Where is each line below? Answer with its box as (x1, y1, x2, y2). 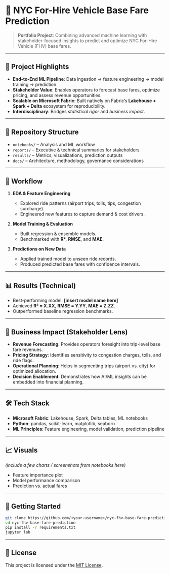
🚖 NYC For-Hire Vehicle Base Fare (5, 5, 149, 16)
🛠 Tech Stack (5, 399, 50, 408)
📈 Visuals (5, 446, 38, 455)
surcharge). (20, 206, 45, 212)
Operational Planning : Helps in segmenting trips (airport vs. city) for (12, 363, 156, 369)
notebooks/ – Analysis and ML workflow (12, 141, 95, 147)
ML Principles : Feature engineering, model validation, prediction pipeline (12, 426, 165, 432)
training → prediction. (12, 81, 58, 87)
